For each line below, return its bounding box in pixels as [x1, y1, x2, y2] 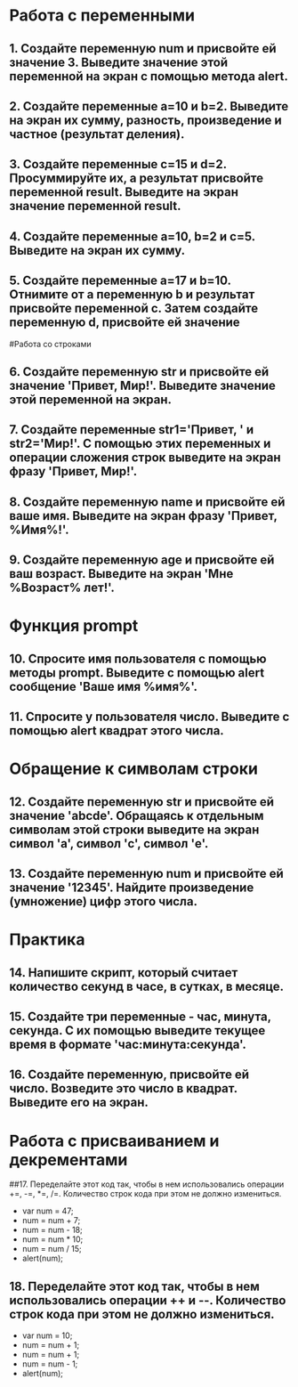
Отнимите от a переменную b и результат [9, 287, 255, 303]
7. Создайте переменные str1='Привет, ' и [9, 422, 254, 437]
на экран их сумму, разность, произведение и [9, 112, 282, 127]
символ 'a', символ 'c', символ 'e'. [9, 836, 209, 851]
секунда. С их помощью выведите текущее [9, 1023, 266, 1038]
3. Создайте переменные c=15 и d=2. [9, 157, 227, 172]
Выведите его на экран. [9, 1095, 149, 1110]
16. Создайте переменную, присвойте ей [9, 1067, 250, 1083]
